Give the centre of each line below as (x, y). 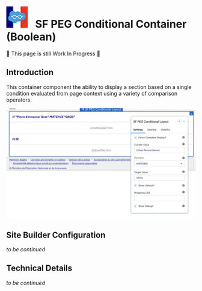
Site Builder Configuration (56, 235)
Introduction (30, 72)
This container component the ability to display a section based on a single (99, 87)
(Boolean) (31, 37)
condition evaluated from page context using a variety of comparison (92, 93)
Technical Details (39, 268)
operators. (19, 100)
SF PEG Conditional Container (111, 24)
